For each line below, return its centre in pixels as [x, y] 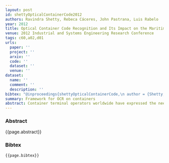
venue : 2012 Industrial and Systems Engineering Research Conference [80, 33]
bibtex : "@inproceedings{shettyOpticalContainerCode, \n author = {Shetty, [85, 94]
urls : [11, 43]
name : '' [19, 80]
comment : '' [22, 85]
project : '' [22, 52]
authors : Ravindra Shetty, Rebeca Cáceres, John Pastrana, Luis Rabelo [82, 19]
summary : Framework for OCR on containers [50, 99]
